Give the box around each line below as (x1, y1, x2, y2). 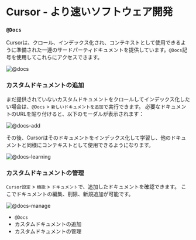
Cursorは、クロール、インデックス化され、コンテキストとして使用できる (6, 39, 181, 46)
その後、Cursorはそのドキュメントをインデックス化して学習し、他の (6, 134, 171, 141)
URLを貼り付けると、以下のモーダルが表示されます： (16, 110, 145, 117)
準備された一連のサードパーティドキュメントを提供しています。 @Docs (16, 46, 183, 53)
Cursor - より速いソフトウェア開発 (6, 5, 173, 19)
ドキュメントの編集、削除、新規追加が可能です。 (16, 191, 134, 198)
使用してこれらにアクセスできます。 (16, 54, 103, 61)
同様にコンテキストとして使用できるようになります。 (26, 141, 154, 148)
